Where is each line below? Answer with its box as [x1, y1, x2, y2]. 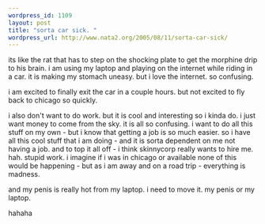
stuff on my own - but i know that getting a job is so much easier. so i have [8, 128, 251, 137]
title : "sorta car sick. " [8, 26, 97, 34]
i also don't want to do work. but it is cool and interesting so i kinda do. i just [8, 111, 256, 121]
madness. [8, 170, 40, 179]
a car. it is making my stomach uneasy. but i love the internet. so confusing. [8, 72, 254, 81]
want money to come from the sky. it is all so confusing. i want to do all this [8, 119, 253, 129]
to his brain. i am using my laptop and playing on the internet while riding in [8, 64, 253, 73]
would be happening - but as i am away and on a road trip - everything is [8, 161, 246, 170]
